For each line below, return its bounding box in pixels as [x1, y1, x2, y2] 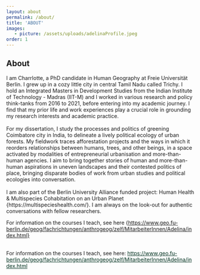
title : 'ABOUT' [6, 20, 44, 26]
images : [6, 25, 26, 32]
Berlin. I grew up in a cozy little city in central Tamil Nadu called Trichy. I [6, 81, 183, 88]
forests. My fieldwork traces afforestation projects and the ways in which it [6, 138, 190, 145]
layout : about [6, 8, 42, 15]
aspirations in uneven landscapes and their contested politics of [24, 163, 182, 170]
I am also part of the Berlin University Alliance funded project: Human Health [6, 189, 195, 196]
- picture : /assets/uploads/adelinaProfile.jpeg [14, 31, 137, 37]
